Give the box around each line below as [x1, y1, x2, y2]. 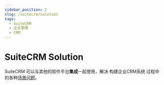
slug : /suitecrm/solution [4, 12, 58, 17]
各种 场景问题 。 [8, 75, 40, 81]
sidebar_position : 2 [4, 7, 47, 12]
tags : [4, 16, 16, 21]
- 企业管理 [9, 26, 29, 31]
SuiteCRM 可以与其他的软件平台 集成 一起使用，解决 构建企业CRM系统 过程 [4, 68, 155, 74]
